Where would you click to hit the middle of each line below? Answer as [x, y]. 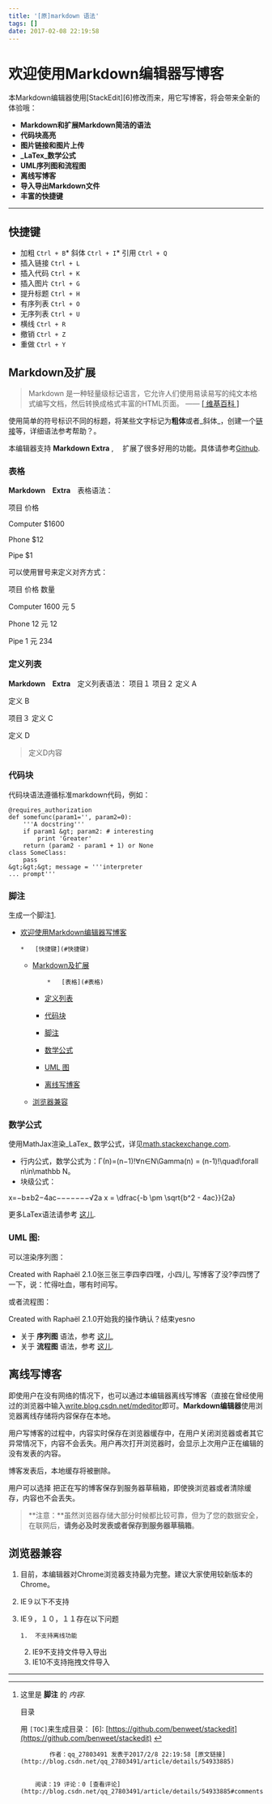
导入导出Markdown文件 [60, 186]
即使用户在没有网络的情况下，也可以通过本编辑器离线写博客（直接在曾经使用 [136, 1395]
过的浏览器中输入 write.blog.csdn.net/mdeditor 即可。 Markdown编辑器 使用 [132, 1405]
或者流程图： [30, 1301]
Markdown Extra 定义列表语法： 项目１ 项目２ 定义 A [102, 684]
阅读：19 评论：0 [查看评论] [78, 1785]
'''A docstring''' [54, 824]
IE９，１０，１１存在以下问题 [69, 1619]
